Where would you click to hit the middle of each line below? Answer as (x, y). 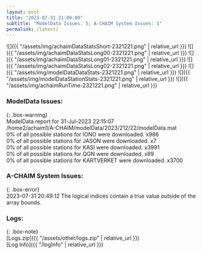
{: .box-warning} (27, 114)
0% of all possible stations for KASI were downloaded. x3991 (83, 147)
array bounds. (24, 202)
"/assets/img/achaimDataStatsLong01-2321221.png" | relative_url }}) (100, 59)
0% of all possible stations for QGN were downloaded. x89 (80, 154)
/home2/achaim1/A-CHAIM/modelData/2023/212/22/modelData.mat (92, 128)
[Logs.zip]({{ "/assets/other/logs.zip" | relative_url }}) (73, 238)
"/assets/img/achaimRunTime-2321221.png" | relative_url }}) (82, 86)
